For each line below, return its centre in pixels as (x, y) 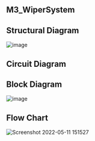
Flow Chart (27, 118)
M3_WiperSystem (41, 10)
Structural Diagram (43, 30)
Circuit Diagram (36, 64)
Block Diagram (34, 84)
